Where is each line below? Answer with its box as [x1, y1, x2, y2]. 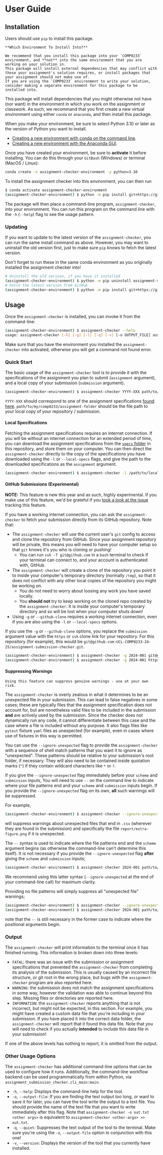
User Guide [5, 3, 51, 15]
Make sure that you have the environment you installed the [5, 341, 122, 347]
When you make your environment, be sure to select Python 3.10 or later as [5, 121, 155, 127]
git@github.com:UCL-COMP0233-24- [83, 639, 151, 645]
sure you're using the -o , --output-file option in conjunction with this [12, 1130, 152, 1136]
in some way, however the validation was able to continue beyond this [12, 990, 152, 996]
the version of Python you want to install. [5, 126, 87, 131]
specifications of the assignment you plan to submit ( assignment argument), [5, 375, 156, 381]
